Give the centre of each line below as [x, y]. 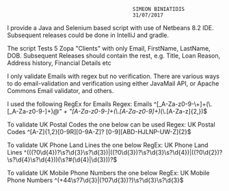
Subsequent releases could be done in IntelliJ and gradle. [88, 35]
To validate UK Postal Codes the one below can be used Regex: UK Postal [111, 125]
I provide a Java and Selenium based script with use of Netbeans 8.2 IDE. [110, 28]
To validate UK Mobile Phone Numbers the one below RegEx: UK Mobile [108, 173]
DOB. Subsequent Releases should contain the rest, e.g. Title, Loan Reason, [114, 55]
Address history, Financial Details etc [59, 63]
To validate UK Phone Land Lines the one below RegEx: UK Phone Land [108, 145]
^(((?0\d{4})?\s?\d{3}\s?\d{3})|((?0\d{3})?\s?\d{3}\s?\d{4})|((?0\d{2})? [123, 152]
